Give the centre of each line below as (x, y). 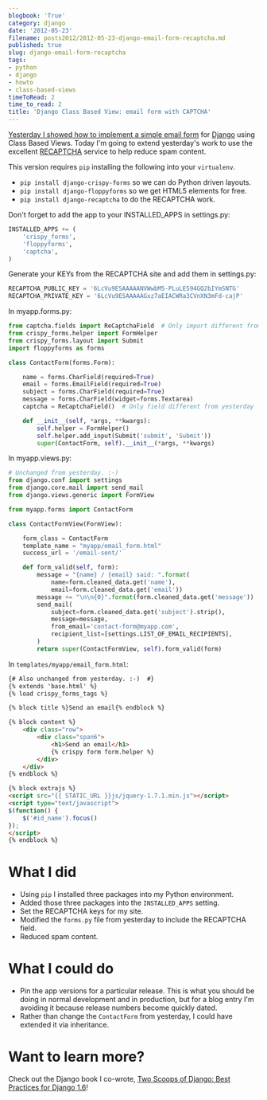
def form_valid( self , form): (71, 568)
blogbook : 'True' (37, 16)
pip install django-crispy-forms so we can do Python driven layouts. (135, 182)
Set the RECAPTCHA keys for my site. (81, 911)
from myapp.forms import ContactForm (71, 509)
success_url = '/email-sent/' (73, 553)
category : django (37, 23)
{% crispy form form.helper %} (103, 752)
